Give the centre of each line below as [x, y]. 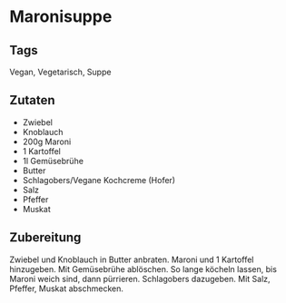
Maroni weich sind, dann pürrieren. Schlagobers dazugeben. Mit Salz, [140, 279]
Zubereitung [45, 238]
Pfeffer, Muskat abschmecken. [67, 288]
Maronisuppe [61, 17]
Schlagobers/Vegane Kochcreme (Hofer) [99, 180]
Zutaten [33, 100]
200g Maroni [47, 142]
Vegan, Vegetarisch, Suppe [60, 72]
